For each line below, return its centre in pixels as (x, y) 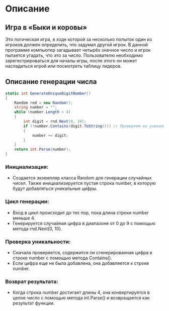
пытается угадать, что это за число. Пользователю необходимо (74, 55)
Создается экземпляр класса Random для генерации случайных (82, 178)
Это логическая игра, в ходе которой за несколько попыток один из (79, 39)
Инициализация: (27, 167)
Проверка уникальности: (38, 242)
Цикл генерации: (27, 201)
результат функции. (33, 303)
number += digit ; (50, 135)
